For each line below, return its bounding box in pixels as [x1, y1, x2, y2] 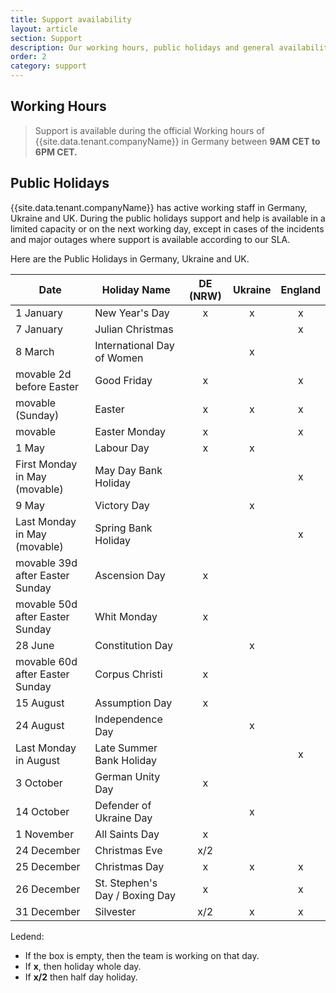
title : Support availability [10, 14, 132, 25]
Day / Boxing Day [94, 888, 177, 902]
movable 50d [15, 597, 78, 611]
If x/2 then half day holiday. [24, 971, 138, 983]
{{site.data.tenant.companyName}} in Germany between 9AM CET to [34, 135, 321, 147]
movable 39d [15, 556, 78, 570]
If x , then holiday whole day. [24, 960, 142, 972]
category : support [10, 61, 87, 71]
